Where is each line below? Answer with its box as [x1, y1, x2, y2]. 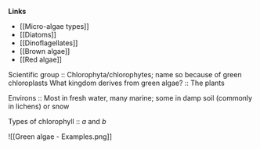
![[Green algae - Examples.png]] [8, 132, 112, 141]
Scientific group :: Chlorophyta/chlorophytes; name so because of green [8, 70, 242, 79]
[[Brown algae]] [19, 47, 70, 55]
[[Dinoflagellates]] [19, 38, 78, 48]
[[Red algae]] [19, 55, 63, 64]
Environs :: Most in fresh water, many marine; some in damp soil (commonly [8, 94, 253, 102]
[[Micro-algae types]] [19, 22, 89, 30]
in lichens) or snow [8, 101, 70, 111]
